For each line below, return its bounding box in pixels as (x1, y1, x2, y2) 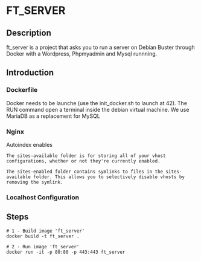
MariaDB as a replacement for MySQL (6, 112, 101, 120)
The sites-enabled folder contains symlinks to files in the (6, 169, 164, 175)
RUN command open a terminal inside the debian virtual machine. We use (6, 106, 190, 113)
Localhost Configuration (6, 193, 80, 201)
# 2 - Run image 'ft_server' (6, 243, 80, 250)
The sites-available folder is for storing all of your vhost (6, 152, 166, 159)
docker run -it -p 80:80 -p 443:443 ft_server (6, 249, 126, 255)
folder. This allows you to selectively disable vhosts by (33, 173, 185, 180)
